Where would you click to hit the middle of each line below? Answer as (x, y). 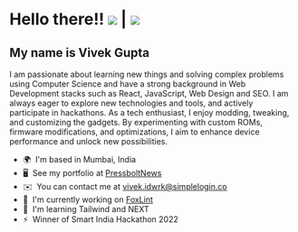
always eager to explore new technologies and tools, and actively (131, 103)
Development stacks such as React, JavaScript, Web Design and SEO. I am (149, 93)
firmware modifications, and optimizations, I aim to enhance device (135, 132)
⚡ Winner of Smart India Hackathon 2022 (101, 219)
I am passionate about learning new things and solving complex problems (147, 74)
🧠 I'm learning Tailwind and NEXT (86, 209)
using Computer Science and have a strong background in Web (128, 84)
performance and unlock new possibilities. (88, 141)
